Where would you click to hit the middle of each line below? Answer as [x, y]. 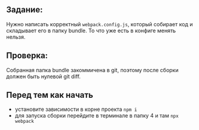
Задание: [25, 10]
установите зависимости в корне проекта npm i [76, 109]
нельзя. [16, 37]
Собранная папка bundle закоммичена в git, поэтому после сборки [92, 70]
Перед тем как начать [50, 95]
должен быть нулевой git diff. [43, 76]
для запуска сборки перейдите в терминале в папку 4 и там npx [97, 116]
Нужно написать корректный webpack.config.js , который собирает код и [99, 24]
